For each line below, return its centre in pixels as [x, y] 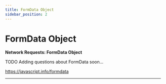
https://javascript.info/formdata [37, 72]
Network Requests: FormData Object [44, 52]
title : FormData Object [30, 10]
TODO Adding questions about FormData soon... [54, 62]
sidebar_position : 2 [26, 14]
